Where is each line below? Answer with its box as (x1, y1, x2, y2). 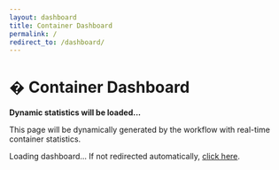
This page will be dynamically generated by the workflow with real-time (9, 125, 270, 135)
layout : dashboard (9, 12, 77, 22)
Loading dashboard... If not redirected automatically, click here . (9, 151, 241, 162)
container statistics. (9, 134, 81, 144)
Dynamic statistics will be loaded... (9, 107, 142, 118)
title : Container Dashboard (9, 21, 113, 30)
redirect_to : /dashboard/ (9, 37, 105, 47)
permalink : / (9, 29, 58, 38)
